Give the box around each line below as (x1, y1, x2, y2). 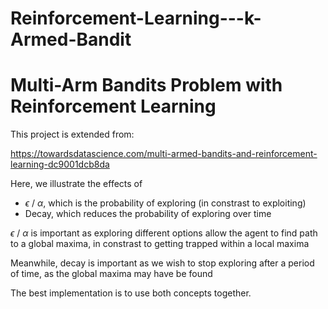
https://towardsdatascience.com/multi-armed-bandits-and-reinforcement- (10, 148, 318, 160)
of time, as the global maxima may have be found (10, 268, 213, 280)
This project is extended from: (10, 128, 135, 141)
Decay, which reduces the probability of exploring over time (24, 208, 272, 220)
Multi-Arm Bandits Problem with (10, 74, 283, 97)
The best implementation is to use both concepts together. (10, 287, 252, 299)
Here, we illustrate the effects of (10, 178, 143, 190)
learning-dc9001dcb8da (10, 158, 110, 171)
